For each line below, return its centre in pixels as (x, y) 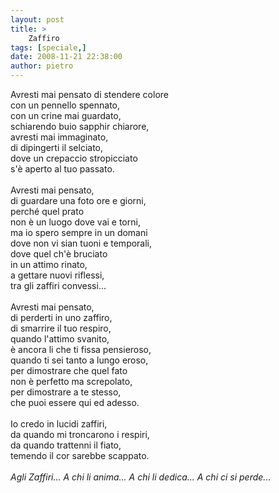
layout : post (37, 19)
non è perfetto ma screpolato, (71, 381)
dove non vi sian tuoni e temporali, (81, 243)
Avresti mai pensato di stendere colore (89, 94)
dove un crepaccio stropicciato (74, 158)
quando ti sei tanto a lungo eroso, (79, 360)
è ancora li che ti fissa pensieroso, (81, 349)
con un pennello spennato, (65, 105)
